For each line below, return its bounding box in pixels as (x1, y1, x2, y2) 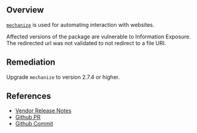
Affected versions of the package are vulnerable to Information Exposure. (6, 33, 191, 40)
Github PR (15, 113, 41, 121)
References (6, 91, 51, 101)
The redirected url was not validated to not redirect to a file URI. (6, 39, 167, 46)
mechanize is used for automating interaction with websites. (6, 21, 155, 28)
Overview (6, 5, 45, 15)
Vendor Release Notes (15, 107, 72, 115)
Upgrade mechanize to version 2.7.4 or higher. (6, 73, 120, 81)
